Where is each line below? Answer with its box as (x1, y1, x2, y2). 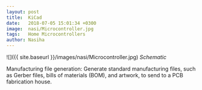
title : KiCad (6, 14, 43, 21)
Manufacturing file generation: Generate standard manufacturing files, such (6, 65, 196, 72)
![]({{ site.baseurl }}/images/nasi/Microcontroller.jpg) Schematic (6, 54, 167, 60)
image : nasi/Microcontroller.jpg (6, 25, 94, 32)
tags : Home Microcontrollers (6, 31, 86, 37)
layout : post (6, 8, 40, 15)
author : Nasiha (6, 37, 45, 43)
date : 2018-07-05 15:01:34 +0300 (6, 20, 97, 26)
